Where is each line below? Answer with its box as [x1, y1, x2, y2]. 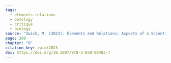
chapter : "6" [5, 41, 33, 46]
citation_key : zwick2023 [5, 45, 58, 50]
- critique [10, 21, 33, 27]
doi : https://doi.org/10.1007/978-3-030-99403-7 [5, 50, 110, 55]
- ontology [10, 17, 33, 22]
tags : [5, 7, 17, 13]
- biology [10, 26, 31, 31]
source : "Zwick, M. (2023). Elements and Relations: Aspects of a [5, 31, 149, 36]
